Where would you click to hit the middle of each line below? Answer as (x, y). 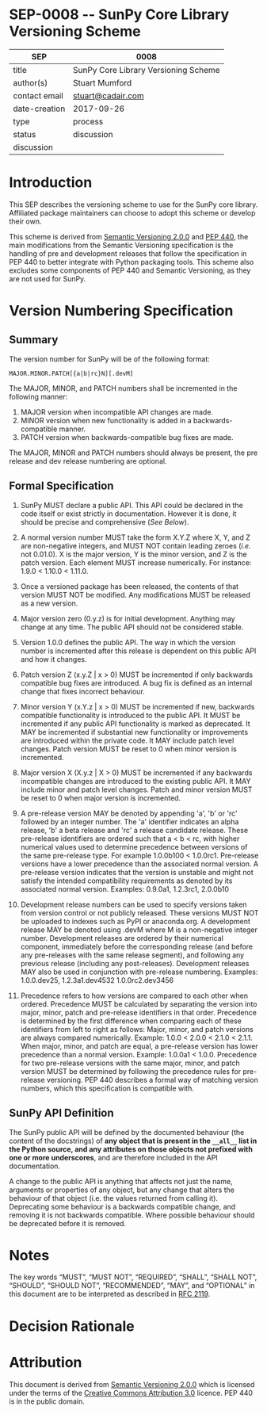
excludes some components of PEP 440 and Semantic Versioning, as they (130, 270)
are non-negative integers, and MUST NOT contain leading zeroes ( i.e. (136, 545)
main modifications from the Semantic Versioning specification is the (121, 245)
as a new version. (49, 603)
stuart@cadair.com (109, 95)
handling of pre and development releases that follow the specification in (128, 253)
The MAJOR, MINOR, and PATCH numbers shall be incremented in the (123, 388)
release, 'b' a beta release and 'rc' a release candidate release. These (134, 830)
